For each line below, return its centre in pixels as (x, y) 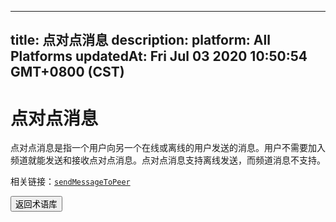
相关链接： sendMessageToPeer (70, 182)
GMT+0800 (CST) (67, 72)
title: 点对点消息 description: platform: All (140, 40)
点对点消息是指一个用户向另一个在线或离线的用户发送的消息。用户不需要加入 (168, 148)
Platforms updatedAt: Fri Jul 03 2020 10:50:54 (159, 56)
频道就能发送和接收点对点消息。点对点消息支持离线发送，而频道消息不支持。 (168, 160)
